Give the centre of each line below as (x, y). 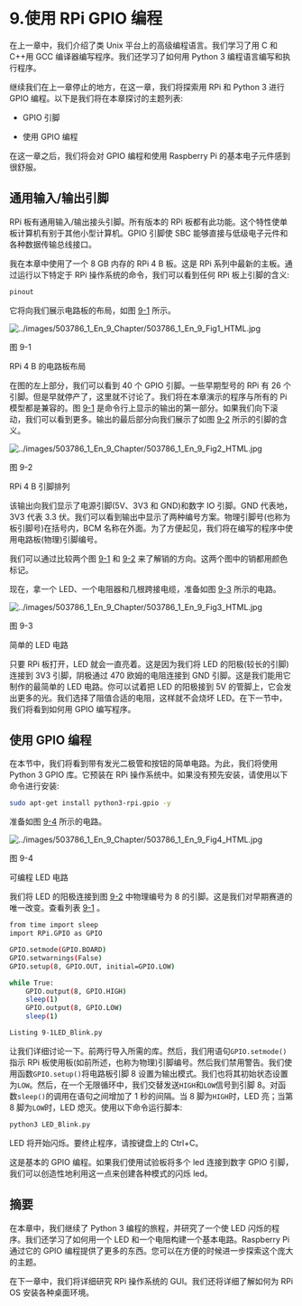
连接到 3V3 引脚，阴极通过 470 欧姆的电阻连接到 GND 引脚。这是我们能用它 (150, 675)
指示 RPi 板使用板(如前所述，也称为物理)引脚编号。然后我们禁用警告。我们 (147, 1062)
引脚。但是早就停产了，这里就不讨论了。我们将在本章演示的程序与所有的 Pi (148, 396)
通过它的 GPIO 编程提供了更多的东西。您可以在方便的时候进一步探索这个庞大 (151, 1250)
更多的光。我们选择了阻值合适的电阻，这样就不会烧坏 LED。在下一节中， (152, 698)
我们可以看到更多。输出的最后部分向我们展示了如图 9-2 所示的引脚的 (152, 419)
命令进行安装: (35, 786)
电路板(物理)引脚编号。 (59, 539)
